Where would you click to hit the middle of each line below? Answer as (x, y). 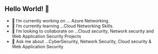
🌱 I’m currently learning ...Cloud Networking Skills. (63, 26)
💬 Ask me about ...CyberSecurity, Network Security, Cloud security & (82, 41)
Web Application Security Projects (47, 36)
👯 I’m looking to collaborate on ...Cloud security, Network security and (83, 31)
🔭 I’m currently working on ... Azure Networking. (61, 20)
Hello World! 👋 (27, 9)
